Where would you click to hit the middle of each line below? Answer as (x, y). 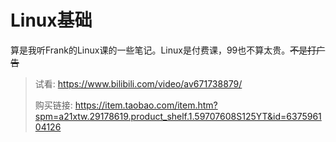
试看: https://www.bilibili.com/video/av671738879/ (138, 83)
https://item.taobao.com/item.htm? (146, 105)
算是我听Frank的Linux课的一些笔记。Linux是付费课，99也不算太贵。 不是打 (163, 50)
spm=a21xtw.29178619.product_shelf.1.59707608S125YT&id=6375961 (178, 116)
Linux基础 (51, 20)
